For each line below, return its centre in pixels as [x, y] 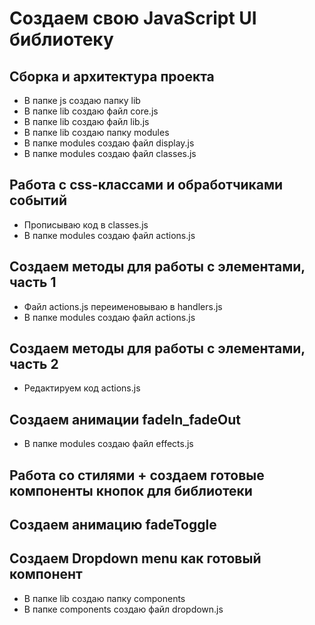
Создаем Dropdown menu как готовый [135, 558]
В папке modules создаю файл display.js [109, 143]
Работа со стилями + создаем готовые [137, 475]
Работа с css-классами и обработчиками [146, 185]
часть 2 [34, 364]
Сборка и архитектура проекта [112, 76]
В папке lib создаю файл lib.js [86, 121]
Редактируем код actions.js [82, 388]
